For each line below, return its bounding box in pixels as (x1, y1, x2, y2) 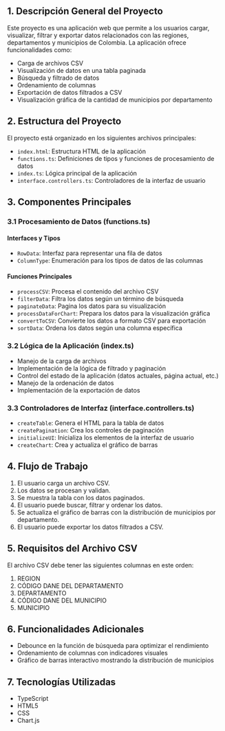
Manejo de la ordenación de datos (17, 378, 114, 387)
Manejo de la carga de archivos (17, 357, 107, 365)
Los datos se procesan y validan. (17, 486, 111, 494)
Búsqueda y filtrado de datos (17, 74, 100, 82)
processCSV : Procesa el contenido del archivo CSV (17, 287, 159, 296)
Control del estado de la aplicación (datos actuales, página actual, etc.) (17, 371, 219, 380)
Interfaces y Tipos (7, 234, 61, 242)
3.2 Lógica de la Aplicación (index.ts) (7, 341, 134, 351)
